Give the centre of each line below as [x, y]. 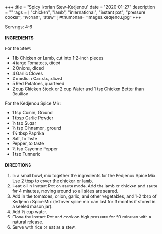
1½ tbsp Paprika [28, 133]
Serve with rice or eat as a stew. [44, 227]
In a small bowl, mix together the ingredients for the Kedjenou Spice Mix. [84, 176]
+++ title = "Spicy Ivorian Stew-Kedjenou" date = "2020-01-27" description [80, 7]
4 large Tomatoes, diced [36, 63]
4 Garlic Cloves [27, 73]
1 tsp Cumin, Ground [32, 113]
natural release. [28, 222]
